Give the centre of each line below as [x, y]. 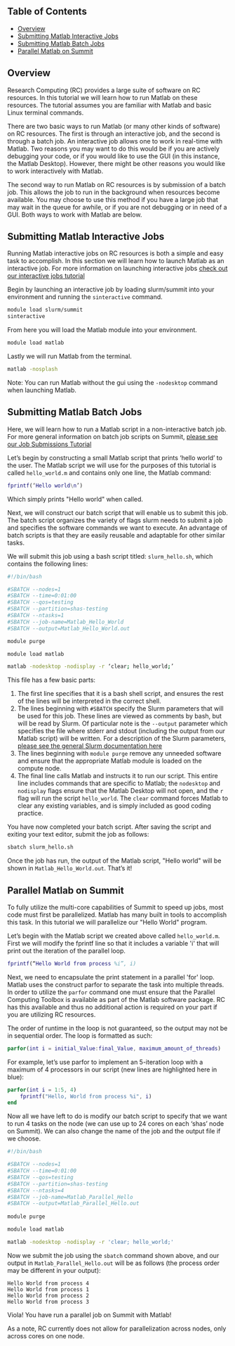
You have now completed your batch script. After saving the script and [109, 827]
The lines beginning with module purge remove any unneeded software [119, 754]
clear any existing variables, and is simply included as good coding [114, 806]
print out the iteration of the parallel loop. [67, 951]
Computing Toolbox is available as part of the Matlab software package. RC [116, 999]
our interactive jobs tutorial [46, 276]
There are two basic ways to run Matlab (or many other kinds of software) [114, 126]
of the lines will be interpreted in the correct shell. [89, 701]
